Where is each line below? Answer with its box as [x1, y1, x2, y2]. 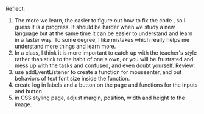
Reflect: [5, 5, 26, 12]
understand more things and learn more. [14, 42, 116, 50]
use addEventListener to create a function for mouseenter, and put [14, 69, 182, 75]
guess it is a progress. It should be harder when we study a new [14, 24, 175, 30]
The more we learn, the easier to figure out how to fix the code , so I [14, 17, 186, 24]
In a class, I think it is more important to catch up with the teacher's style [14, 49, 197, 56]
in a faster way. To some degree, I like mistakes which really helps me [14, 36, 190, 43]
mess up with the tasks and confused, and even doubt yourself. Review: [14, 62, 195, 69]
